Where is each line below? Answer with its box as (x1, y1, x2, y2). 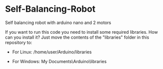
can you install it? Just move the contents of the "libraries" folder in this (5, 34, 149, 40)
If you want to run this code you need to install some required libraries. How (5, 29, 158, 35)
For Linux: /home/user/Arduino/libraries (12, 49, 92, 55)
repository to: (5, 39, 32, 45)
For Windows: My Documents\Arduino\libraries (12, 58, 107, 64)
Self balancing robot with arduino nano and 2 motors (5, 20, 112, 25)
